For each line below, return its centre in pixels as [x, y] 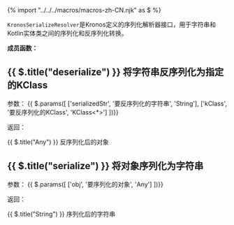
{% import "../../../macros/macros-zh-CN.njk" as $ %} [85, 10]
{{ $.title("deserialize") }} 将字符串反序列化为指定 [116, 72]
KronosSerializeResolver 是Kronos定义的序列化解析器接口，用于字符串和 [112, 24]
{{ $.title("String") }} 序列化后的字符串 [61, 214]
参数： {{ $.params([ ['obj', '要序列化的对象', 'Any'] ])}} [86, 184]
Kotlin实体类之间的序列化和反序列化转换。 [67, 33]
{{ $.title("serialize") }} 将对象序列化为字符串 [105, 166]
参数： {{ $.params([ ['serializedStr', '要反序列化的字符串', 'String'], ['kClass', [117, 103]
